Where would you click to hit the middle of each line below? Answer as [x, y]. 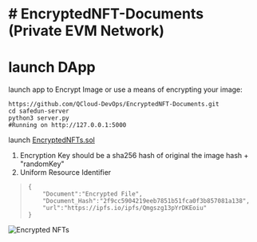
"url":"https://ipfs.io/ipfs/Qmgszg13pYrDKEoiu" [125, 208]
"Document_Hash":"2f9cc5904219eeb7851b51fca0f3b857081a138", [146, 201]
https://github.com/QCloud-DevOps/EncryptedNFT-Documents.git [114, 105]
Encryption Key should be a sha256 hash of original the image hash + [134, 156]
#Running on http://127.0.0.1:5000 [67, 125]
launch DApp [52, 67]
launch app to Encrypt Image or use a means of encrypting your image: [126, 89]
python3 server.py [39, 118]
